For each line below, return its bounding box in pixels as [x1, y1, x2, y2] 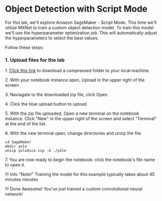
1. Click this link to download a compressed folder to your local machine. [5, 68, 150, 73]
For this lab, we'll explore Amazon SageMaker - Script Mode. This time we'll [5, 19, 157, 25]
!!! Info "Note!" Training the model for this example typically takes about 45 [5, 171, 155, 177]
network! [5, 191, 23, 197]
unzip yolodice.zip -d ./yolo [5, 148, 67, 153]
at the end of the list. [5, 121, 47, 127]
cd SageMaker [5, 140, 32, 145]
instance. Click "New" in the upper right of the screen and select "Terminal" [5, 116, 157, 122]
